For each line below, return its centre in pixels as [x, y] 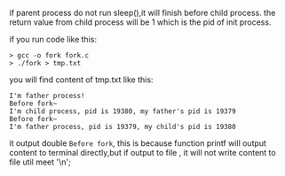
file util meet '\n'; [40, 162]
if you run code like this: [53, 39]
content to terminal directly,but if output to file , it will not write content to [143, 153]
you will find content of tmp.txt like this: [81, 80]
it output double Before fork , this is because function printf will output [138, 143]
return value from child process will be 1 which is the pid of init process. [140, 22]
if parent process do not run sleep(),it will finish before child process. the [142, 13]
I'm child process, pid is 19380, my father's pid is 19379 [123, 111]
